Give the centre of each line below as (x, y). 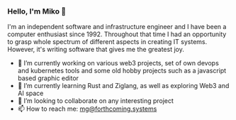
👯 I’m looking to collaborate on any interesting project (95, 101)
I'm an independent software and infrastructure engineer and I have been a (117, 27)
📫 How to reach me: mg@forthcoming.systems (87, 109)
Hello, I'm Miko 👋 (37, 11)
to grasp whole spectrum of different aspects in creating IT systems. (107, 42)
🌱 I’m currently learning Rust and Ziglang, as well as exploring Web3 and (123, 86)
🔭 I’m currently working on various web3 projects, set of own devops (118, 63)
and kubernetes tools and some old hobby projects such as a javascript (122, 71)
